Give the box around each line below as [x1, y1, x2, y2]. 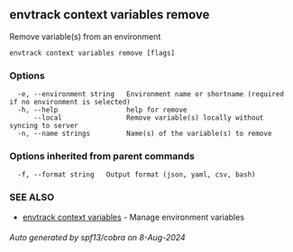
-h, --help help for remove [17, 105, 188, 115]
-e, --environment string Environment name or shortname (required [17, 90, 284, 99]
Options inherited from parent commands [9, 150, 196, 163]
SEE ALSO [9, 191, 55, 203]
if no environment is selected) [9, 98, 131, 107]
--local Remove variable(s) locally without [32, 113, 264, 122]
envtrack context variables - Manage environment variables [22, 211, 245, 222]
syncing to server [9, 121, 78, 130]
